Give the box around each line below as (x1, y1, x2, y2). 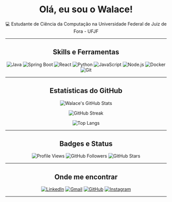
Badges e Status (59, 139, 113, 148)
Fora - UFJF (73, 28, 99, 34)
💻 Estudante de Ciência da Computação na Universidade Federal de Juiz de (5, 20, 167, 27)
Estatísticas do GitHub (49, 86, 123, 95)
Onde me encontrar (54, 172, 118, 181)
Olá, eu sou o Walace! (39, 4, 133, 15)
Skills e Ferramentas (53, 48, 119, 57)
